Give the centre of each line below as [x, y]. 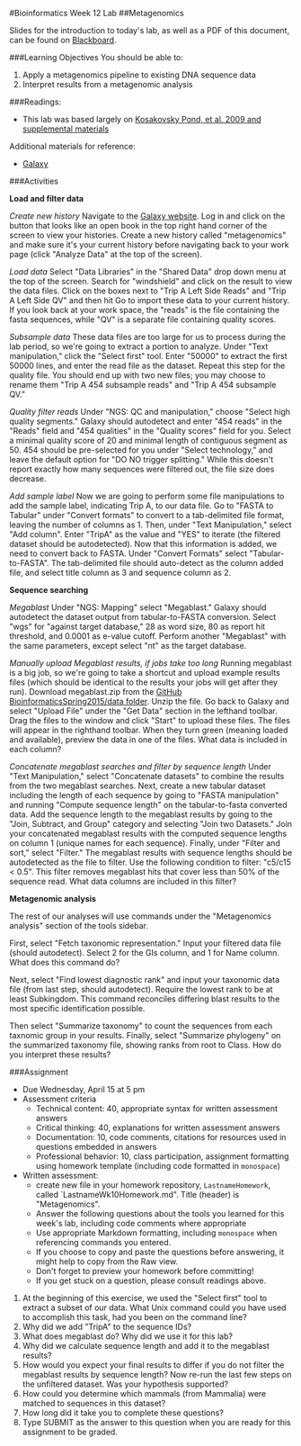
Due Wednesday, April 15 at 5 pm [84, 1089]
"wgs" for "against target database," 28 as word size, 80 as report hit [137, 626]
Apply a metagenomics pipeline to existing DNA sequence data [139, 75]
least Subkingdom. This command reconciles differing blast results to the [145, 999]
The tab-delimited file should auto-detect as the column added [167, 563]
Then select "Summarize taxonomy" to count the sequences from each [141, 1026]
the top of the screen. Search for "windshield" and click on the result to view [151, 281]
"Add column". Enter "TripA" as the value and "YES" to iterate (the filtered [145, 534]
